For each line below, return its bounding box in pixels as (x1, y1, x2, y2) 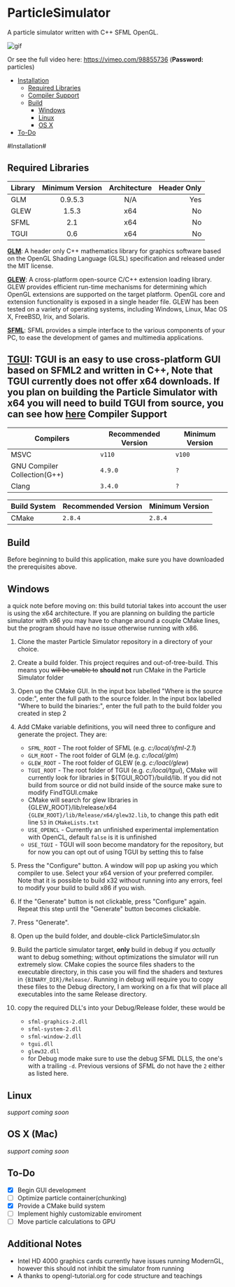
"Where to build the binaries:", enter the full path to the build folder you (17, 702, 222, 710)
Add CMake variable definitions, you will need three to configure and (17, 723, 215, 731)
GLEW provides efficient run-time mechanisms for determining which (7, 282, 207, 291)
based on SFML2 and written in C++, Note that (7, 365, 213, 377)
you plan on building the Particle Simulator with (7, 386, 218, 398)
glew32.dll (27, 1048, 60, 1055)
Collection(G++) (10, 470, 64, 479)
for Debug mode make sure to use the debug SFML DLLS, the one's (27, 1055, 223, 1063)
